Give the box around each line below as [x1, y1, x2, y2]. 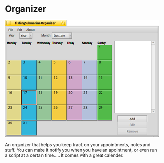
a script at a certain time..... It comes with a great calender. [5, 152, 123, 158]
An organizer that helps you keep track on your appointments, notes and [5, 142, 151, 148]
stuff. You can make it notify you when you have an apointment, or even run [5, 147, 157, 153]
